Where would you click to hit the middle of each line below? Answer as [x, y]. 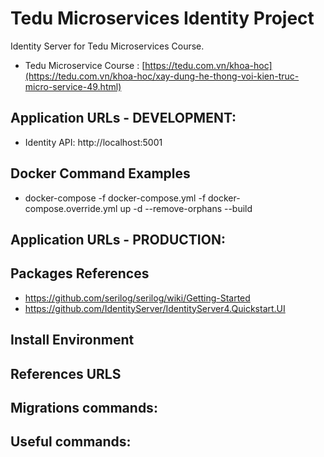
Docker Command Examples [100, 173]
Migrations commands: [84, 407]
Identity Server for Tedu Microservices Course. [107, 46]
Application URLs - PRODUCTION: [118, 239]
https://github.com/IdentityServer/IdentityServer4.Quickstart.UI [155, 308]
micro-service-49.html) [73, 86]
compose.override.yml [71, 208]
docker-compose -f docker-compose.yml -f [115, 198]
